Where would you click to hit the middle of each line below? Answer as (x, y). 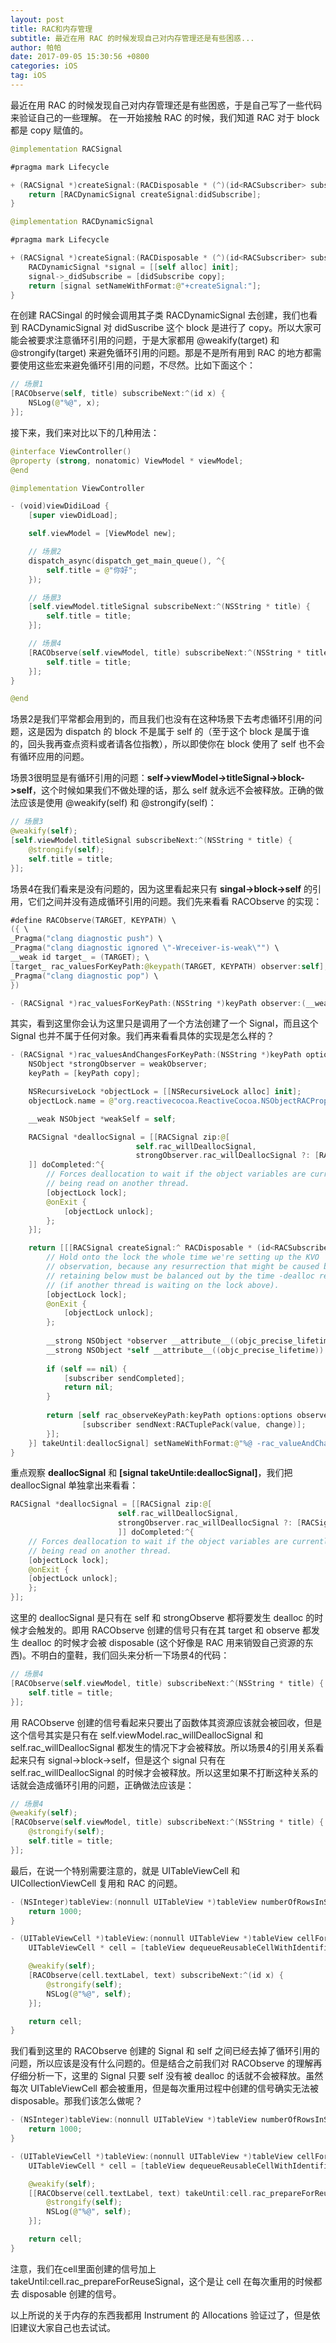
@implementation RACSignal (66, 149)
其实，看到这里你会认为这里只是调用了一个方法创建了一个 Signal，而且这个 (164, 1023)
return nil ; (88, 1387)
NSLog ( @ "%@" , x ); (64, 403)
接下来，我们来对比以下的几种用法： (85, 432)
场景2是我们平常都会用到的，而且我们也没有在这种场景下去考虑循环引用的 (162, 719)
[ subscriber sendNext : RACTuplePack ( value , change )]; (194, 1424)
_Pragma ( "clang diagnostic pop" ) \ (84, 976)
